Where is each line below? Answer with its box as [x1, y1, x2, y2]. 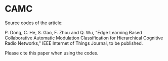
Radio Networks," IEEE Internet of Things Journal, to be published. [5, 40, 143, 46]
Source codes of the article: [5, 20, 63, 26]
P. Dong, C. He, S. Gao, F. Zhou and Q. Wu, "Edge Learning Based [5, 29, 142, 35]
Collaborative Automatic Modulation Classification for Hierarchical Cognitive [5, 35, 163, 41]
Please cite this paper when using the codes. [5, 50, 99, 56]
